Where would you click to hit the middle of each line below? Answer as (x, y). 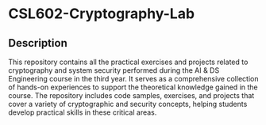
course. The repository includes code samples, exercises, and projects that (131, 95)
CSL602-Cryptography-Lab (102, 14)
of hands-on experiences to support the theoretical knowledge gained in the (133, 87)
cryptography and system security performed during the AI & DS (114, 70)
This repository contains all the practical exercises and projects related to (128, 62)
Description (38, 43)
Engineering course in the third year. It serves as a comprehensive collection (133, 79)
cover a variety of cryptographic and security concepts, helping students (128, 104)
